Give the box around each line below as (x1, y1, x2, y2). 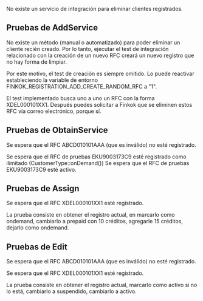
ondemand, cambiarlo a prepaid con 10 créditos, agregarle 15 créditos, (6, 218, 184, 225)
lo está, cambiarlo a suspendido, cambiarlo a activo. (6, 288, 137, 295)
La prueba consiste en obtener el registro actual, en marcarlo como (6, 211, 175, 218)
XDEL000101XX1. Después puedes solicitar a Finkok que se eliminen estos (6, 101, 193, 108)
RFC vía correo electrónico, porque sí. (6, 107, 101, 115)
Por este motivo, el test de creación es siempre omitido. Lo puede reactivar (6, 70, 194, 77)
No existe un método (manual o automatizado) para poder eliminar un (6, 39, 181, 46)
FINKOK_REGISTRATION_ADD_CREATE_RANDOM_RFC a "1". (6, 83, 157, 90)
